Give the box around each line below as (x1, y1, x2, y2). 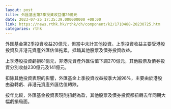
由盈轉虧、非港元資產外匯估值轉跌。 (5, 82, 81, 88)
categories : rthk (5, 26, 42, 31)
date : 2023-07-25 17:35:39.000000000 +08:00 (5, 17, 101, 22)
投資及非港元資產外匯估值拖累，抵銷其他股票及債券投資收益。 (5, 47, 135, 53)
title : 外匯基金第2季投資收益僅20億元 (5, 12, 78, 17)
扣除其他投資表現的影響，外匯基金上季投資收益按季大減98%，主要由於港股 (5, 75, 163, 81)
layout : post (5, 7, 33, 13)
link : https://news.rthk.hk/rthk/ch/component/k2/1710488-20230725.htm (5, 21, 160, 27)
